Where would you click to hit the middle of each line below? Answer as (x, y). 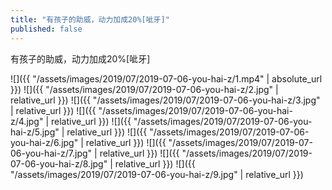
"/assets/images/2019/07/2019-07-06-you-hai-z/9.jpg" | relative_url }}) (157, 174)
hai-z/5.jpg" (35, 132)
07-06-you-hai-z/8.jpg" (59, 163)
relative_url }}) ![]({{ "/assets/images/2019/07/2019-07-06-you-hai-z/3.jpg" (165, 100)
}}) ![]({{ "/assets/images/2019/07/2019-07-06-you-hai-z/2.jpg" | (144, 89)
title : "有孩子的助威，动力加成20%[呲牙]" (90, 19)
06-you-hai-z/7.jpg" (51, 153)
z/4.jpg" (27, 121)
